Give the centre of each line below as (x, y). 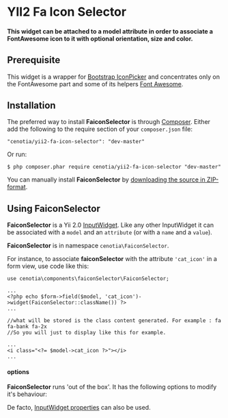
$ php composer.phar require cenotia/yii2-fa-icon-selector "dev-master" (114, 167)
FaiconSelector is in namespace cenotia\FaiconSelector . (88, 246)
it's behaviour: (27, 394)
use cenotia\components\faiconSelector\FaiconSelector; (88, 279)
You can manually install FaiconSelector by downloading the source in (106, 180)
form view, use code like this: (48, 266)
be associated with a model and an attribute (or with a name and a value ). (110, 232)
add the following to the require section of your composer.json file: (100, 129)
